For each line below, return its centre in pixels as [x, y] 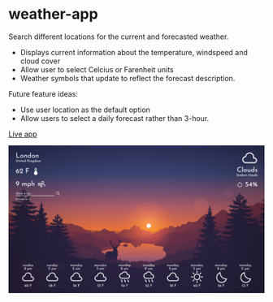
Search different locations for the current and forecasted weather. [119, 37]
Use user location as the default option [85, 110]
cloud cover [40, 61]
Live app [23, 134]
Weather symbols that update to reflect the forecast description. [128, 78]
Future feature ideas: [43, 93]
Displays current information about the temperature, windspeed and [134, 52]
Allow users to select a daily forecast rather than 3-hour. [115, 118]
